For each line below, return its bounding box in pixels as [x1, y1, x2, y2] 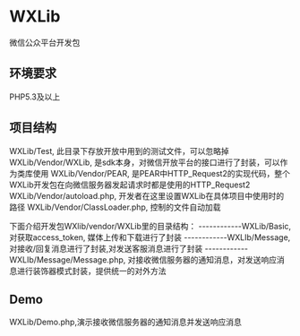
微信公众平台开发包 [9, 37, 81, 47]
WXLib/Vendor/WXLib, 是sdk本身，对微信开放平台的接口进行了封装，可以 [9, 157, 280, 168]
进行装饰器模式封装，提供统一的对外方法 [16, 265, 167, 276]
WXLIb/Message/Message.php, [9, 254, 126, 265]
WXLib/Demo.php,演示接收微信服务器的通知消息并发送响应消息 [9, 316, 242, 328]
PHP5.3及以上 [9, 91, 61, 102]
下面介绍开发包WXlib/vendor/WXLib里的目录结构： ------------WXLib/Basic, [9, 220, 292, 231]
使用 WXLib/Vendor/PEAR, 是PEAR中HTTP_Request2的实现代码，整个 [32, 168, 291, 178]
